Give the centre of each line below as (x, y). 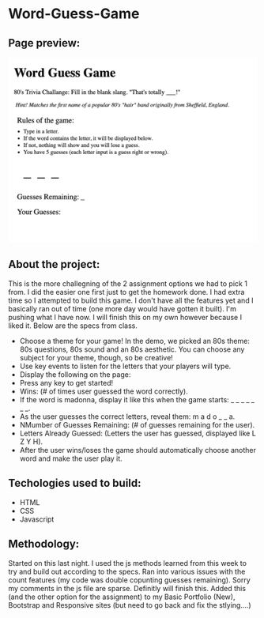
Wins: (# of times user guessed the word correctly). (104, 391)
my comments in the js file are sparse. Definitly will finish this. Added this (127, 588)
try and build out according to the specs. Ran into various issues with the (127, 571)
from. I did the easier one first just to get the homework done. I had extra (126, 292)
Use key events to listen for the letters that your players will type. (125, 366)
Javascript (37, 519)
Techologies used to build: (75, 483)
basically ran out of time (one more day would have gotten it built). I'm (123, 308)
